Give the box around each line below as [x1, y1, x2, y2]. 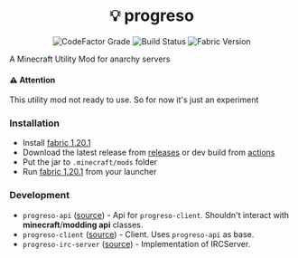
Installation [9, 117, 61, 129]
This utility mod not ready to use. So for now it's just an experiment [9, 94, 259, 105]
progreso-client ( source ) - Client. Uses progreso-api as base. [22, 228, 255, 240]
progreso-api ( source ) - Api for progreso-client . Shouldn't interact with [22, 209, 290, 220]
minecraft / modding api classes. [22, 219, 144, 230]
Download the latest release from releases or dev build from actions [22, 147, 275, 158]
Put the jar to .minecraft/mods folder [22, 157, 158, 167]
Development [9, 189, 70, 202]
